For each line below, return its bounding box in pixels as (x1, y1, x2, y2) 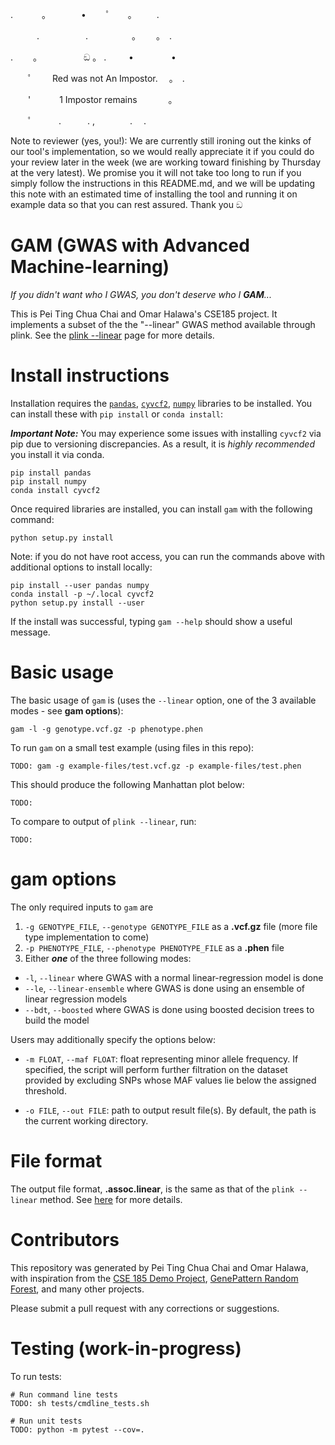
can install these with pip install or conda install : (10, 408, 224, 420)
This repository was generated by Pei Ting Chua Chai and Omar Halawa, (10, 1261, 309, 1273)
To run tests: (10, 1370, 62, 1382)
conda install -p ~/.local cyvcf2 (10, 589, 155, 599)
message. (10, 626, 51, 638)
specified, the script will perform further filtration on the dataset (24, 1063, 288, 1075)
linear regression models (24, 993, 128, 1005)
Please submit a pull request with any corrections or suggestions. (10, 1302, 280, 1314)
